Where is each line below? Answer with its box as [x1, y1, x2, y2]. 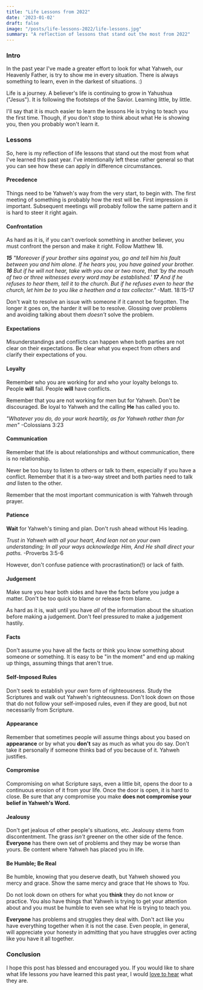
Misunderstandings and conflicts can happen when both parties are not [6, 338, 184, 345]
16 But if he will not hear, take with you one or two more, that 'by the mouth [6, 267, 194, 275]
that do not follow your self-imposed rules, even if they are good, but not [6, 700, 187, 707]
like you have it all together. [6, 935, 74, 942]
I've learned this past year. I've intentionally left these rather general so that [6, 155, 195, 163]
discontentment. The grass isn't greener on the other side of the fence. [6, 833, 183, 841]
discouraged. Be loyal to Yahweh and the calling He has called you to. [6, 403, 180, 410]
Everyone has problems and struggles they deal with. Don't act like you [6, 916, 184, 923]
